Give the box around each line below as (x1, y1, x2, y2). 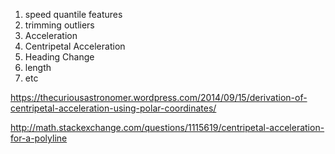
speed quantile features (24, 9, 123, 20)
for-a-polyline (10, 132, 68, 144)
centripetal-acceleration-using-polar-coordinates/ (10, 102, 217, 114)
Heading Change (24, 51, 95, 63)
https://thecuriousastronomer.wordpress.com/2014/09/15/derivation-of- (10, 92, 308, 103)
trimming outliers (24, 19, 95, 31)
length (24, 62, 52, 73)
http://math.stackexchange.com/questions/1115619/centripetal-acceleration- (10, 122, 325, 133)
